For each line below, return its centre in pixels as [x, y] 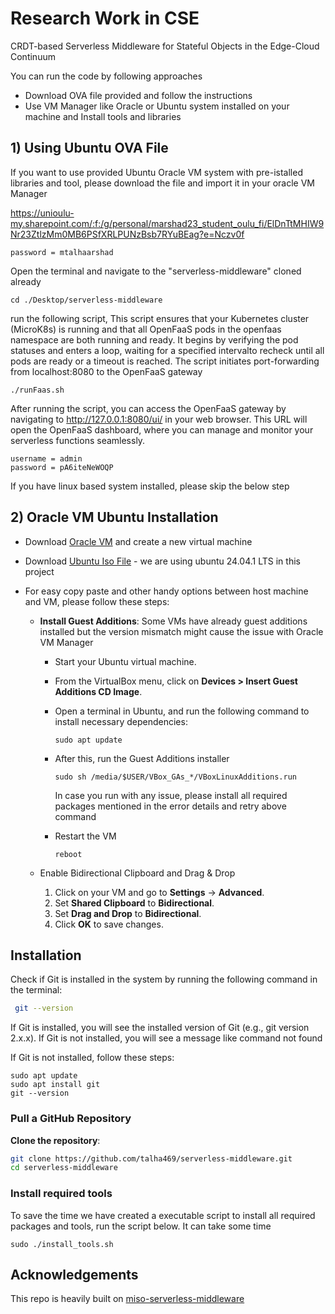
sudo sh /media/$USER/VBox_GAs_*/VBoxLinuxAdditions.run [175, 777]
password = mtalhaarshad [62, 252]
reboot [68, 854]
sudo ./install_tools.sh [62, 1244]
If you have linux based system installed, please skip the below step [150, 486]
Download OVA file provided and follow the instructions [138, 95]
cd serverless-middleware [64, 1168]
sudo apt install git [55, 1085]
